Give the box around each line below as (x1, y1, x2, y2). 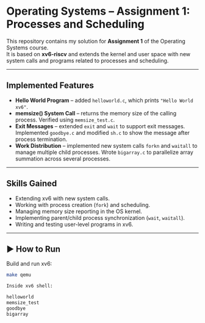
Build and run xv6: (6, 260, 52, 267)
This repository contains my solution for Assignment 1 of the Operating (6, 37, 186, 45)
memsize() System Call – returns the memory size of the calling (15, 109, 177, 117)
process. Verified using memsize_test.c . (15, 116, 115, 123)
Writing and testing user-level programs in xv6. (15, 220, 134, 228)
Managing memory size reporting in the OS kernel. (15, 208, 142, 215)
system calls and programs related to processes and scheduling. (6, 57, 169, 64)
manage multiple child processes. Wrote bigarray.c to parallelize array (15, 148, 193, 156)
